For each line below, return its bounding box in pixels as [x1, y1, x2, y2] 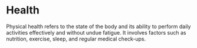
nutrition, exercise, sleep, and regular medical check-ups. [6, 35, 146, 42]
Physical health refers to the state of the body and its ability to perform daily [6, 23, 191, 30]
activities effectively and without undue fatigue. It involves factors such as [6, 29, 186, 36]
